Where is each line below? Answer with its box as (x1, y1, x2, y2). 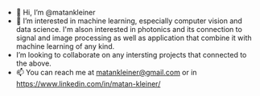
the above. (15, 58, 52, 68)
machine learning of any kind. (15, 42, 115, 51)
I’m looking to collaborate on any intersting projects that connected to (15, 50, 247, 59)
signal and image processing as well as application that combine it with (15, 33, 252, 42)
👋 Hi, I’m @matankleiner (15, 8, 96, 17)
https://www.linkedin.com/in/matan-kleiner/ (15, 79, 161, 88)
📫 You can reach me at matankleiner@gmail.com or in (15, 68, 197, 77)
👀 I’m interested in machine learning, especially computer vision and (15, 16, 243, 26)
